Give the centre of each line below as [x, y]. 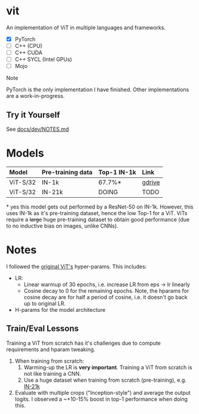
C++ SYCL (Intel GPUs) [43, 59]
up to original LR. [45, 303]
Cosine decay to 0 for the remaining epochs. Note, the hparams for [106, 290]
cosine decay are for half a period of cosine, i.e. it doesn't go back [105, 297]
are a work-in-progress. [36, 96]
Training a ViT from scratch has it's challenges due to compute [84, 343]
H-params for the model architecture [60, 309]
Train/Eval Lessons [42, 329]
